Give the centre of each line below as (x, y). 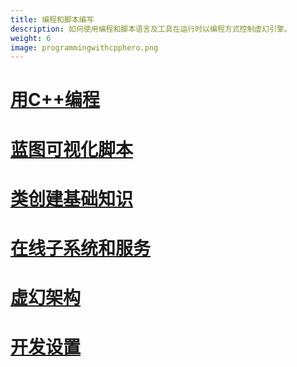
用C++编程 (55, 100)
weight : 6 (31, 38)
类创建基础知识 (72, 198)
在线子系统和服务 (81, 248)
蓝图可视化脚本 (72, 149)
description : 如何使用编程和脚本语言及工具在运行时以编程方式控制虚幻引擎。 (151, 29)
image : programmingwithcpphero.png (84, 47)
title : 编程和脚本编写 (52, 19)
